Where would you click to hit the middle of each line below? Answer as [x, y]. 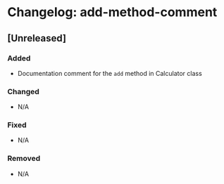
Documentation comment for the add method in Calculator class [110, 73]
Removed [24, 159]
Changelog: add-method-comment [112, 12]
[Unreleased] [37, 38]
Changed [24, 91]
